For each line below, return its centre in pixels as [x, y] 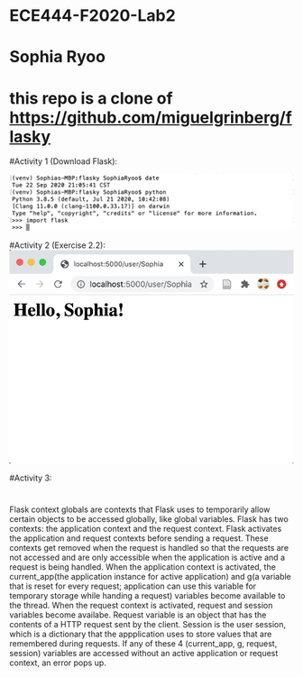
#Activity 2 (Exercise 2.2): [58, 245]
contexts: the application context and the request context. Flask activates [146, 529]
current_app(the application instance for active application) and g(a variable [150, 577]
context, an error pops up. [58, 663]
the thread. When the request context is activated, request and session [141, 606]
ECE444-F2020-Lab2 [92, 16]
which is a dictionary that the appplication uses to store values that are [141, 634]
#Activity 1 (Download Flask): [64, 161]
